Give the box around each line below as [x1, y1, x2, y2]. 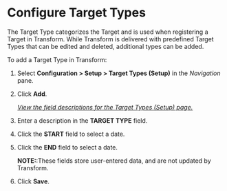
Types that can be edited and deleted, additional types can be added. [7, 42, 204, 50]
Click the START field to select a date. [17, 130, 125, 138]
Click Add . [17, 90, 47, 98]
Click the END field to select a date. [17, 143, 118, 151]
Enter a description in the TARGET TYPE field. [17, 116, 148, 125]
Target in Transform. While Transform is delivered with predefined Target [7, 34, 215, 43]
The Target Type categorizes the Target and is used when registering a [7, 28, 208, 36]
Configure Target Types [7, 5, 147, 21]
